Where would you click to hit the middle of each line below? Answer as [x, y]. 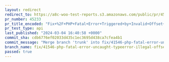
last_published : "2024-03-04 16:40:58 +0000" [53, 33]
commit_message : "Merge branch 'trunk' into [52, 42]
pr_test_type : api [24, 28]
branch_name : [18, 47]
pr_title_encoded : [24, 24]
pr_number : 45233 [23, 19]
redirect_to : [18, 14]
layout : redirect [23, 10]
